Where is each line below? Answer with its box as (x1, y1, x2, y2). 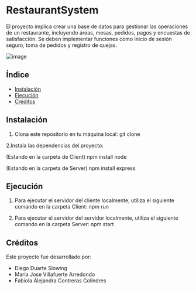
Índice (6, 70, 29, 80)
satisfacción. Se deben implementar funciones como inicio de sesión (6, 35, 173, 42)
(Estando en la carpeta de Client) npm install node (6, 153, 127, 160)
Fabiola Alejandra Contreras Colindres (14, 277, 106, 284)
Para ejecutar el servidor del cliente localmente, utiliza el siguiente (14, 197, 174, 204)
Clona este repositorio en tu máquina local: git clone (14, 130, 140, 138)
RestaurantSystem (6, 4, 99, 17)
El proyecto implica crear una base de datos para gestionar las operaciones (6, 23, 188, 30)
